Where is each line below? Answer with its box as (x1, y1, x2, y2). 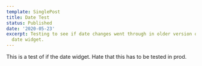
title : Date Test (6, 14, 50, 20)
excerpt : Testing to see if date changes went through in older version (6, 31, 192, 37)
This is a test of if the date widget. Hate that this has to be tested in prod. (6, 53, 187, 60)
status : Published (6, 20, 52, 26)
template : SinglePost (6, 8, 61, 15)
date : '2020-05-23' (6, 25, 55, 32)
